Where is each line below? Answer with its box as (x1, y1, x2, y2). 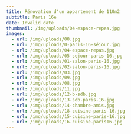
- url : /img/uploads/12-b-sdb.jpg (11, 91, 96, 97)
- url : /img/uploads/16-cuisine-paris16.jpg (11, 119, 123, 125)
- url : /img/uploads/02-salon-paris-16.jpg (11, 63, 120, 70)
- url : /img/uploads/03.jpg (11, 69, 81, 75)
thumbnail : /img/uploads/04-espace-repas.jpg (6, 25, 120, 31)
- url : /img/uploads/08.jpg (11, 81, 81, 87)
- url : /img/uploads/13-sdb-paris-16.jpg (11, 97, 115, 103)
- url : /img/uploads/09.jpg (11, 75, 81, 81)
